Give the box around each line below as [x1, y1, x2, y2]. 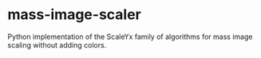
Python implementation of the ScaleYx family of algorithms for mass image [7, 32, 253, 41]
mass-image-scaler [7, 6, 141, 24]
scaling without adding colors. [7, 40, 107, 49]
